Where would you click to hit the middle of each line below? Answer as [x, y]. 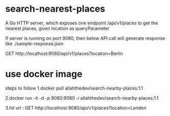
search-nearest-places [55, 9]
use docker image [44, 74]
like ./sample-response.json [34, 43]
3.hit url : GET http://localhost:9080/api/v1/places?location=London [76, 108]
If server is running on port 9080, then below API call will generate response [85, 38]
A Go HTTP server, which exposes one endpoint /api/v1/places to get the [82, 23]
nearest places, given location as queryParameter [58, 28]
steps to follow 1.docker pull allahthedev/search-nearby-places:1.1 [74, 88]
